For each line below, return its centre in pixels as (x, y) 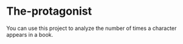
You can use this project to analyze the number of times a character (91, 28)
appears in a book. (30, 34)
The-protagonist (49, 11)
